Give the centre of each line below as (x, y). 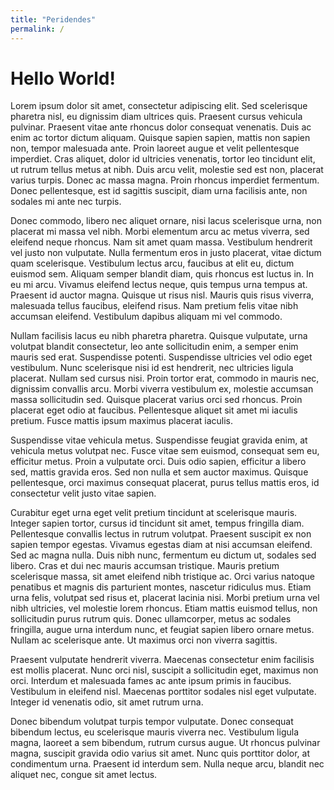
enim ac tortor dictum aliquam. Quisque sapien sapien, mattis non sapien (160, 138)
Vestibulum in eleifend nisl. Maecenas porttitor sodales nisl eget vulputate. (163, 692)
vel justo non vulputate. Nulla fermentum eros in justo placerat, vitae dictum (166, 253)
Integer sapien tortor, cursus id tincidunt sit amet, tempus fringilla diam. (157, 523)
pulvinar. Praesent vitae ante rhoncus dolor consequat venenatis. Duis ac (161, 127)
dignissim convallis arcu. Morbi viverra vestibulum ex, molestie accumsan (162, 389)
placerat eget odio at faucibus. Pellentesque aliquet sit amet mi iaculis (154, 410)
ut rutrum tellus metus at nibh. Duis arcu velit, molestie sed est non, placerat (167, 170)
